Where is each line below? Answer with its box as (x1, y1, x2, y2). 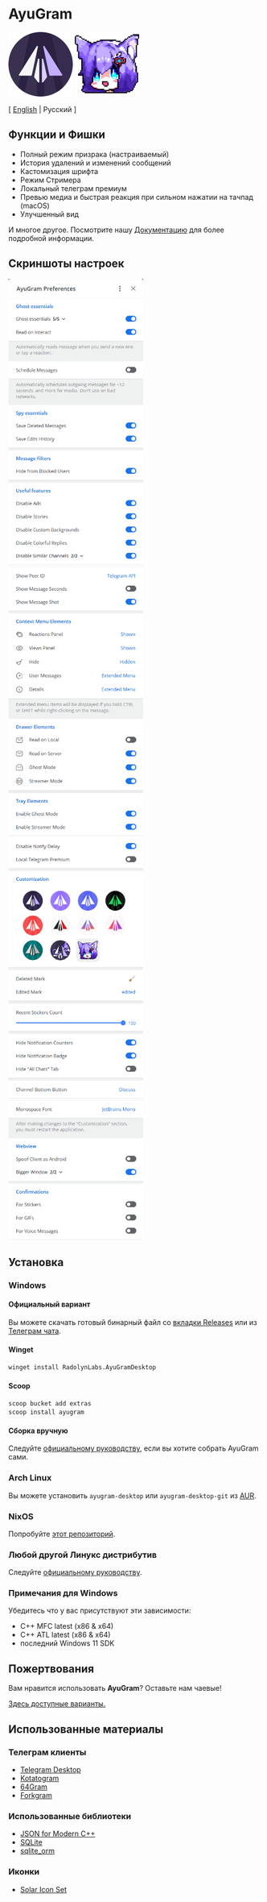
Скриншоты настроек (8, 257, 125, 271)
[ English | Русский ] (8, 104, 77, 114)
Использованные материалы (8, 1722, 163, 1736)
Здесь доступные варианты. (8, 1699, 106, 1709)
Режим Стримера (19, 175, 82, 185)
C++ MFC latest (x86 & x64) (19, 1622, 114, 1631)
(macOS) (19, 201, 50, 210)
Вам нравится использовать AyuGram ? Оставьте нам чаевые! (8, 1684, 223, 1693)
